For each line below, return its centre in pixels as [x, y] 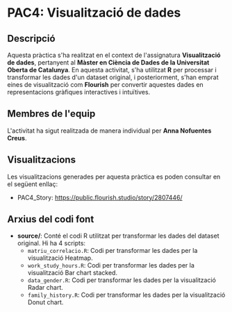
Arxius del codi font [51, 219]
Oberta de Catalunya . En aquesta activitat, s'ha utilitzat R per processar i [112, 70]
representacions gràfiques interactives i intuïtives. [79, 92]
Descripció [31, 39]
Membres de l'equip [51, 114]
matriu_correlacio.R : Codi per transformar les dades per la [113, 251]
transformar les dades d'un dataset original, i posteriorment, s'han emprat [113, 77]
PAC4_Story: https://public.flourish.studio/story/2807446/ [100, 197]
